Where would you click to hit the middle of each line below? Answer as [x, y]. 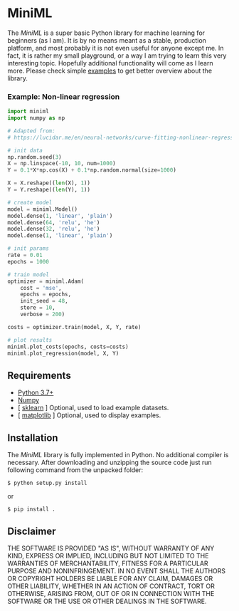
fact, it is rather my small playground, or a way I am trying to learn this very [117, 56]
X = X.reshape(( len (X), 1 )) [49, 183]
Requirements [39, 375]
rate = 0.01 [25, 255]
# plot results [30, 340]
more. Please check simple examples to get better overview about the [110, 70]
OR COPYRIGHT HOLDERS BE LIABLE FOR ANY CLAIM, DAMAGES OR [110, 578]
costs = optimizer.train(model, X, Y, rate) [74, 327]
